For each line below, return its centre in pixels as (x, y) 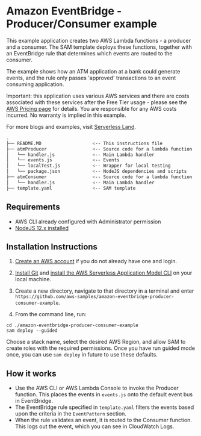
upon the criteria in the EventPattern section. (70, 414)
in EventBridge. (34, 401)
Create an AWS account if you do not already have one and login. (96, 261)
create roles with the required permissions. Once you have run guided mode (101, 348)
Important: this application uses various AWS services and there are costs (98, 96)
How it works (31, 374)
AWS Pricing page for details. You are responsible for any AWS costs (91, 108)
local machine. (33, 279)
